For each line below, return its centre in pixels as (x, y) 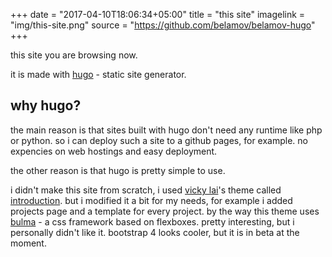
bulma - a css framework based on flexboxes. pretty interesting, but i (152, 221)
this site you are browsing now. (74, 55)
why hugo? (46, 105)
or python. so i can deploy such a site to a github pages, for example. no (159, 140)
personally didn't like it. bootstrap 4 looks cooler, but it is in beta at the (155, 232)
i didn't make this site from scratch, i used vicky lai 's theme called (146, 190)
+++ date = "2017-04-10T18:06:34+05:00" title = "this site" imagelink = (158, 14)
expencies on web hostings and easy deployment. (114, 151)
